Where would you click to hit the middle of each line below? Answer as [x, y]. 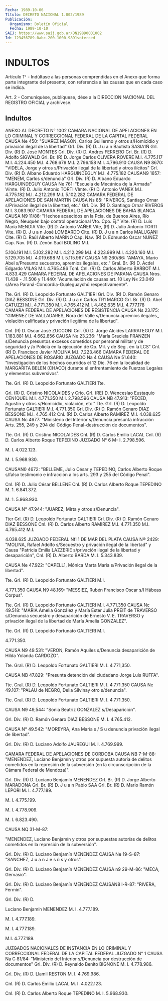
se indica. [15, 87]
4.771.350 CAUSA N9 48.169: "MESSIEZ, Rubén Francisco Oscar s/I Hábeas [83, 590]
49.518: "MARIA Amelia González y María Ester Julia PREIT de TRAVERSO [81, 610]
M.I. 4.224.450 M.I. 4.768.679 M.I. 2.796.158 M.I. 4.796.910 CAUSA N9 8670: [84, 162]
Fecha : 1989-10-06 [24, 10]
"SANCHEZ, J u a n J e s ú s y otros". [43, 859]
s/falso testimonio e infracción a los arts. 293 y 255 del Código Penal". [78, 474]
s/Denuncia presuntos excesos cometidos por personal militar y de [74, 341]
